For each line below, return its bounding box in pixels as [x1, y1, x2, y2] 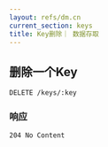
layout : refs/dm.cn [9, 12, 81, 22]
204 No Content [9, 131, 66, 140]
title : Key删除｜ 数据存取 [9, 29, 99, 38]
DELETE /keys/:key [9, 89, 77, 97]
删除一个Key [9, 64, 78, 80]
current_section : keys [9, 21, 93, 30]
